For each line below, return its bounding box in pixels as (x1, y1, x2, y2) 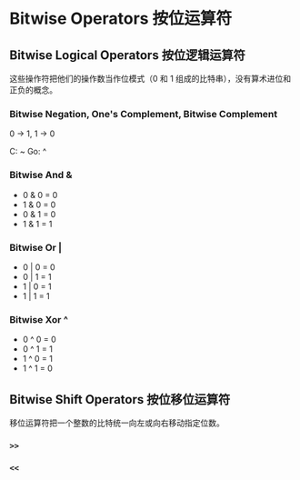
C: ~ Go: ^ (9, 146, 47, 157)
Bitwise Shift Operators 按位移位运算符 (9, 392, 231, 407)
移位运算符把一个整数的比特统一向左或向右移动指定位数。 (9, 417, 225, 428)
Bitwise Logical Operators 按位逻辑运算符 (9, 47, 245, 63)
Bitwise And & (9, 169, 73, 182)
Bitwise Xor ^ (9, 313, 68, 325)
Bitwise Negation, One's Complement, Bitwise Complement (9, 107, 278, 120)
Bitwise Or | (9, 241, 62, 254)
